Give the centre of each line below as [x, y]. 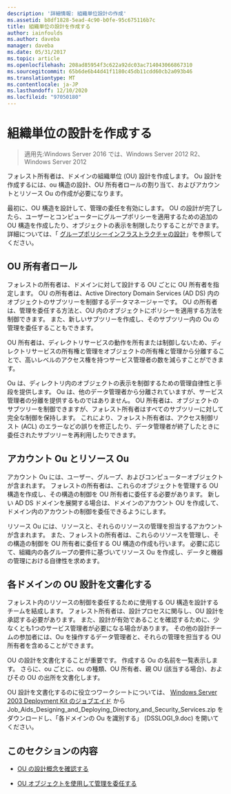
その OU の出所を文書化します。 [58, 678]
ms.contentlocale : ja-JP [43, 84]
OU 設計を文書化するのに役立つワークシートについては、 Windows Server [112, 692]
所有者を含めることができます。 [52, 646]
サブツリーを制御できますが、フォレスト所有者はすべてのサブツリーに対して [115, 409]
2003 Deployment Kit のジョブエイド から [66, 701]
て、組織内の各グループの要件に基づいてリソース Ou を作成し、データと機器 [115, 552]
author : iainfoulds [35, 33]
